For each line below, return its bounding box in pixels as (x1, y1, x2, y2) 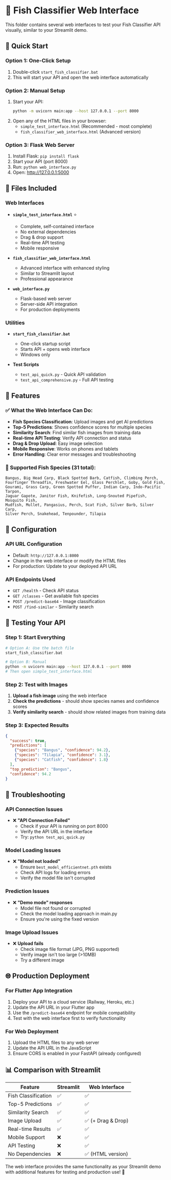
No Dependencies (8, 1150, 51, 1157)
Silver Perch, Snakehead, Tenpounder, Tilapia (5, 511, 106, 517)
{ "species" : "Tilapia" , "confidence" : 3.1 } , (14, 752, 111, 758)
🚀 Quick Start (5, 42, 48, 51)
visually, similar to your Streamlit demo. (5, 27, 88, 33)
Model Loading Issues (5, 847, 61, 854)
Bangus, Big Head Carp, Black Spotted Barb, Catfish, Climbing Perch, (5, 476, 159, 481)
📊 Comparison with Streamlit (5, 1066, 101, 1075)
